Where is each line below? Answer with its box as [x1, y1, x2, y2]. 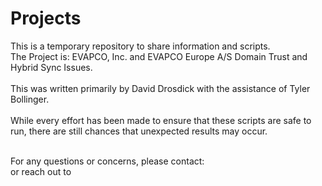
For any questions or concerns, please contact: [10, 155, 205, 167]
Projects [10, 7, 82, 30]
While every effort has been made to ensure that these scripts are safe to [10, 114, 312, 126]
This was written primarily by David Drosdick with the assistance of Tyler [10, 82, 311, 94]
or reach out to [10, 165, 72, 177]
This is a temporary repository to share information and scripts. [10, 40, 271, 52]
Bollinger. [10, 93, 50, 105]
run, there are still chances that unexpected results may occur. [10, 125, 268, 137]
